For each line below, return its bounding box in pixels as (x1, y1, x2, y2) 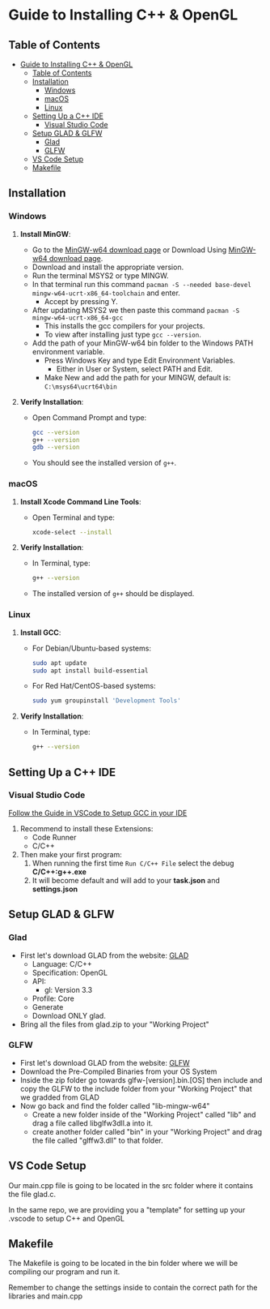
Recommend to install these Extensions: (19, 823, 154, 833)
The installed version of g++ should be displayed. (32, 589, 195, 599)
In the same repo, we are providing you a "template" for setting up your (8, 1204, 246, 1214)
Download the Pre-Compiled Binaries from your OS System (19, 1067, 217, 1076)
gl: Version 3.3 (44, 985, 93, 994)
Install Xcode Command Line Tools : (19, 496, 141, 506)
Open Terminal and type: (32, 513, 116, 522)
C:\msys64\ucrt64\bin (44, 383, 117, 391)
